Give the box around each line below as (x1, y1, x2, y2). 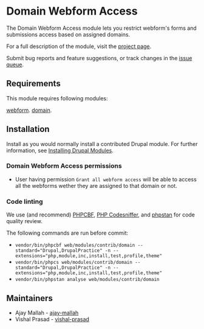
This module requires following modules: (6, 94, 108, 102)
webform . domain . (6, 106, 52, 114)
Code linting (6, 197, 44, 206)
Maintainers (6, 293, 53, 303)
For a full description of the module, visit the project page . (6, 43, 152, 50)
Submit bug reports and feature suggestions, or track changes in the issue (6, 54, 192, 61)
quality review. (6, 218, 42, 225)
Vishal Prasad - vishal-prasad (15, 315, 90, 323)
